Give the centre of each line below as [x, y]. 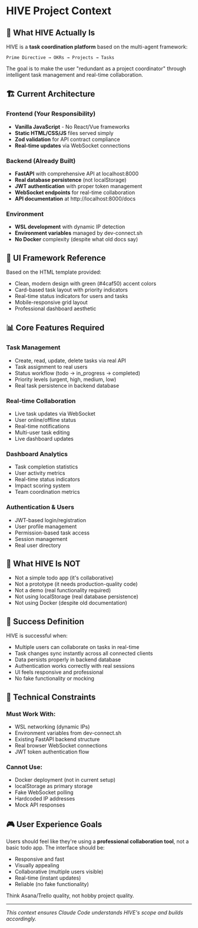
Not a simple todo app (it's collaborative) [64, 578]
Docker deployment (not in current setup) [65, 780]
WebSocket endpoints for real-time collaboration [75, 192]
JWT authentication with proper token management [78, 186]
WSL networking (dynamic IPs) [52, 726]
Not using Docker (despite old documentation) [71, 603]
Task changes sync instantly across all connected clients [84, 654]
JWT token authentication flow [52, 752]
